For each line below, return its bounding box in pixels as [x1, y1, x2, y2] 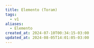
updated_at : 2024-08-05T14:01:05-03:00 [5, 35, 89, 40]
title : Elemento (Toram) [5, 7, 58, 12]
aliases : [5, 21, 24, 26]
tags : [5, 12, 17, 17]
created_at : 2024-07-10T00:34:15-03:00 [5, 30, 89, 35]
